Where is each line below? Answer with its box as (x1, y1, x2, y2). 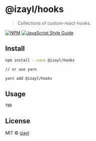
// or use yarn (5, 67, 37, 72)
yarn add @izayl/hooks (5, 76, 52, 81)
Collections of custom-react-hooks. (17, 20, 91, 26)
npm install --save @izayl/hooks (5, 58, 75, 63)
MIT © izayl (5, 130, 29, 136)
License (5, 116, 30, 125)
